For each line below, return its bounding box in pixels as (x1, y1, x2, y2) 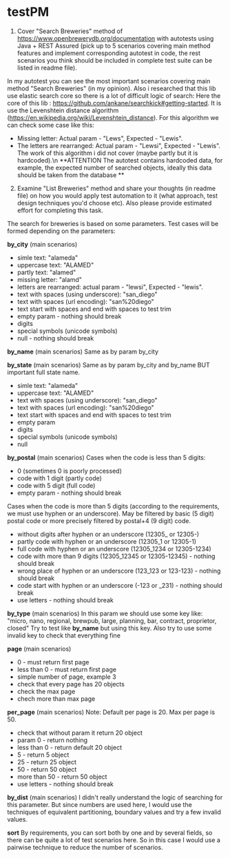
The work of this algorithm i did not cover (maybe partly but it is (17, 149, 198, 157)
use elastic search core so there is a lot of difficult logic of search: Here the (7, 91, 221, 100)
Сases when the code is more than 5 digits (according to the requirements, (7, 502, 220, 510)
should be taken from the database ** (17, 170, 125, 179)
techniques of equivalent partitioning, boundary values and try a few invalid (7, 808, 222, 816)
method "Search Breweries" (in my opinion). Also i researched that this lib (7, 84, 216, 92)
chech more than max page (17, 694, 96, 703)
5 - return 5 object (17, 750, 70, 759)
